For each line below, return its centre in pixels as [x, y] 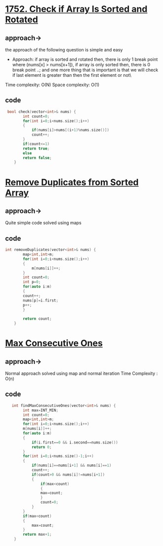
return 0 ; [41, 447]
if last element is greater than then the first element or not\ [72, 75]
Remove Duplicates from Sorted [72, 182]
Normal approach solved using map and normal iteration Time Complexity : [81, 373]
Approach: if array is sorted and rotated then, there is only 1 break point [85, 59]
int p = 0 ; [32, 282]
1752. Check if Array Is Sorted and [76, 9]
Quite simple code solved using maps [43, 223]
